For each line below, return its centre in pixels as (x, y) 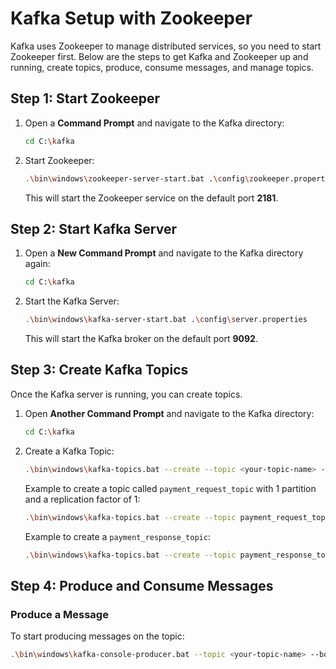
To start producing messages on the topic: (97, 636)
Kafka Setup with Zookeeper (131, 18)
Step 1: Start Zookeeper (85, 98)
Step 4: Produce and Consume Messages (142, 585)
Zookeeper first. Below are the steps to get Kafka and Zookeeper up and (159, 56)
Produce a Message (59, 614)
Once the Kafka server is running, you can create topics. (126, 394)
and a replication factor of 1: (82, 499)
